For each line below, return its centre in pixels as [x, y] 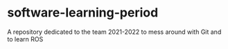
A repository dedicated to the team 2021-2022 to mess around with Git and [114, 32]
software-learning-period [83, 13]
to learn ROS [25, 39]
